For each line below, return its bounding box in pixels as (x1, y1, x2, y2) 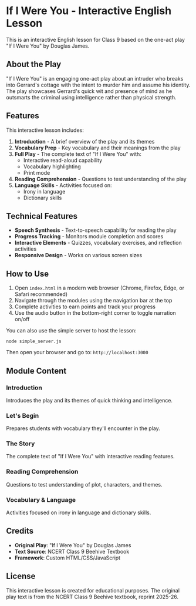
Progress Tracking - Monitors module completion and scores (14, 233, 164, 240)
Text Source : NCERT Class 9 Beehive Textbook (14, 548, 130, 555)
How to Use (6, 269, 49, 279)
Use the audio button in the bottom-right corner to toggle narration (14, 309, 176, 317)
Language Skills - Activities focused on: (14, 181, 113, 189)
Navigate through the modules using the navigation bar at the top (14, 297, 173, 304)
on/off (14, 316, 30, 323)
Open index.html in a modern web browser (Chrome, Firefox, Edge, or (14, 284, 185, 292)
